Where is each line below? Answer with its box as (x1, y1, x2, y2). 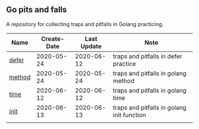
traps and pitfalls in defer (113, 52, 182, 60)
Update (81, 42, 102, 50)
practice (113, 59, 136, 68)
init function (113, 111, 146, 119)
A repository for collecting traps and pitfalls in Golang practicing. (6, 20, 164, 27)
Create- (41, 34, 65, 43)
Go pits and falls (6, 5, 67, 15)
